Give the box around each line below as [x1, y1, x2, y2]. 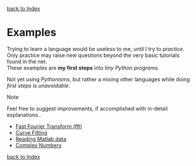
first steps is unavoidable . [7, 82, 70, 89]
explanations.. [7, 111, 41, 118]
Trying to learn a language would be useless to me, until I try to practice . [7, 45, 185, 52]
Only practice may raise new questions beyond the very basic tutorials [7, 52, 180, 59]
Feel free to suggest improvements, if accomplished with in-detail [7, 105, 168, 112]
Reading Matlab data [15, 135, 67, 142]
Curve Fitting [15, 129, 48, 136]
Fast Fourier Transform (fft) [15, 123, 83, 130]
